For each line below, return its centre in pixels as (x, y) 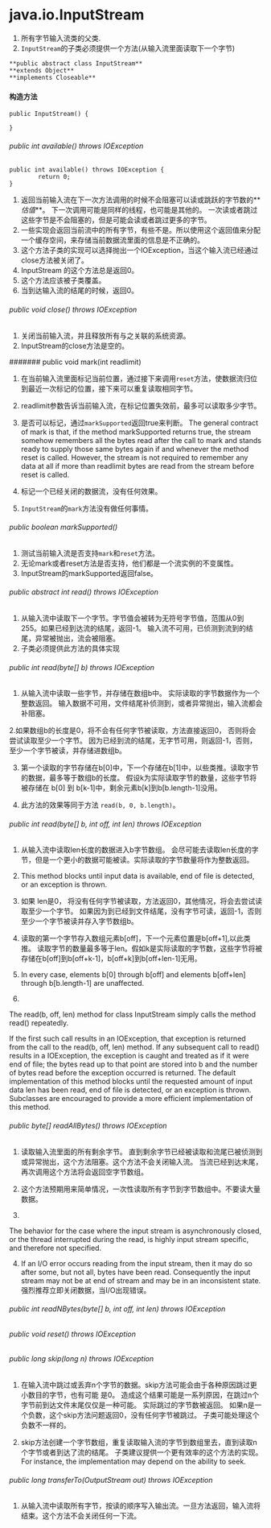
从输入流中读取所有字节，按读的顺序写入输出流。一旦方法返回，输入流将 (140, 1506)
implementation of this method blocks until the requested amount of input (131, 1082)
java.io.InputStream (77, 15)
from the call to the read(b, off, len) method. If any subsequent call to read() (134, 1047)
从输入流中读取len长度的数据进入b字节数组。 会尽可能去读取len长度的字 (140, 850)
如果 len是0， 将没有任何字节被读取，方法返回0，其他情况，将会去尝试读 (142, 901)
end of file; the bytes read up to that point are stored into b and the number (133, 1064)
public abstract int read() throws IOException (84, 592)
